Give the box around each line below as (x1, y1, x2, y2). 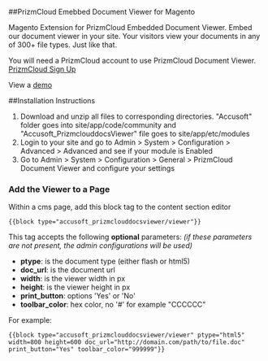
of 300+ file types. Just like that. (8, 40, 118, 50)
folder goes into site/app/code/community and (19, 120, 177, 129)
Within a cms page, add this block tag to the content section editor (8, 202, 231, 212)
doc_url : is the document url (19, 265, 115, 275)
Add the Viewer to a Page (8, 183, 110, 194)
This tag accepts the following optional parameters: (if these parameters (8, 232, 253, 242)
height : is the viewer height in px (19, 282, 131, 292)
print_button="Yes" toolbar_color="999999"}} (8, 346, 165, 354)
